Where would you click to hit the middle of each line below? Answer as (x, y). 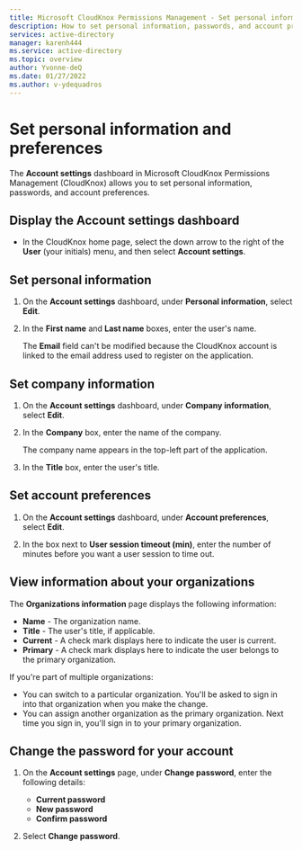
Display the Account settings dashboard (124, 220)
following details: (53, 783)
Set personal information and (120, 129)
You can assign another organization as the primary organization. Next (153, 713)
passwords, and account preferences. (80, 192)
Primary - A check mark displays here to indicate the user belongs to (151, 649)
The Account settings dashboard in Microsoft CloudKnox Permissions (140, 173)
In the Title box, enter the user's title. (91, 467)
